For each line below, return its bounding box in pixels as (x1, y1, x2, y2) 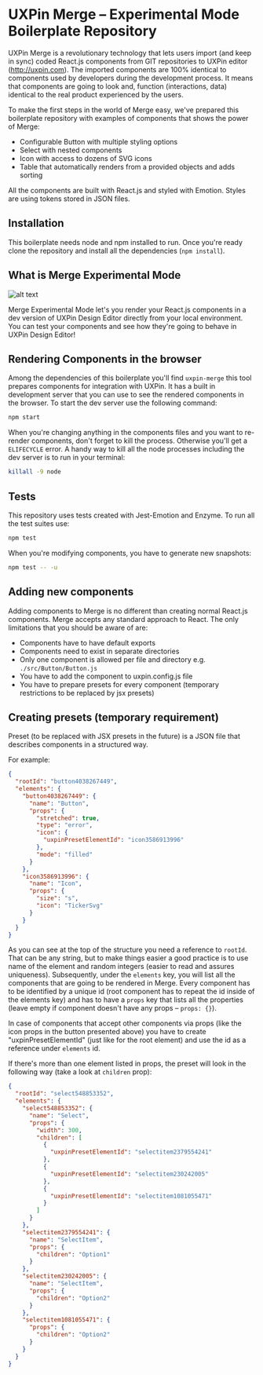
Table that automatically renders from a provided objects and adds (19, 162, 236, 171)
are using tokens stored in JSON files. (8, 194, 131, 203)
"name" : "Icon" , (28, 879, 82, 888)
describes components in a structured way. (8, 740, 148, 749)
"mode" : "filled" (36, 850, 93, 858)
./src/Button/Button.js (19, 664, 98, 672)
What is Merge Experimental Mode (8, 269, 181, 282)
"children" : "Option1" (36, 1250, 111, 1258)
